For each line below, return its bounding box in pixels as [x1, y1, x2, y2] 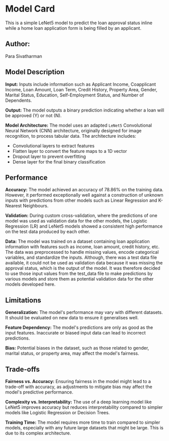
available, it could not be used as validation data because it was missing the [5, 260, 163, 266]
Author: [5, 40, 30, 48]
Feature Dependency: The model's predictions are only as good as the [5, 324, 153, 330]
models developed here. [5, 281, 56, 288]
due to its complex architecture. [5, 430, 72, 436]
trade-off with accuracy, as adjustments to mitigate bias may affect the [5, 384, 152, 390]
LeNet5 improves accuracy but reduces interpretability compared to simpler [5, 404, 163, 410]
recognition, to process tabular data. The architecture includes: [5, 133, 136, 139]
